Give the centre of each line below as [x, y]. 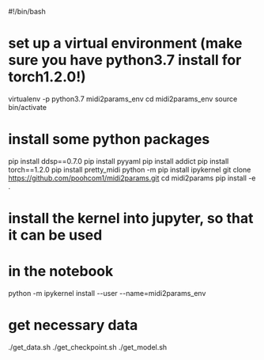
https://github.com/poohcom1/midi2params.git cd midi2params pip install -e [132, 178]
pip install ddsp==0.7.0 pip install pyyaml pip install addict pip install [119, 161]
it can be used [55, 235]
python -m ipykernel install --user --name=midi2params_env [107, 293]
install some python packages [109, 140]
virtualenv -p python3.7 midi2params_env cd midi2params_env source [123, 99]
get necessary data [73, 326]
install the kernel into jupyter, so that [131, 219]
